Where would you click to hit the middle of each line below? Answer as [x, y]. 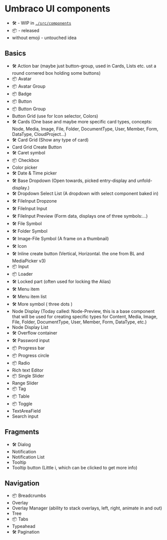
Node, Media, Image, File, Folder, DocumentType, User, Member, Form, [85, 129]
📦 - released [25, 30]
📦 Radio [21, 363]
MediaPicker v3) [29, 261]
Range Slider [25, 383]
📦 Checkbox [25, 160]
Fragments [22, 432]
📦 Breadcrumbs [29, 496]
